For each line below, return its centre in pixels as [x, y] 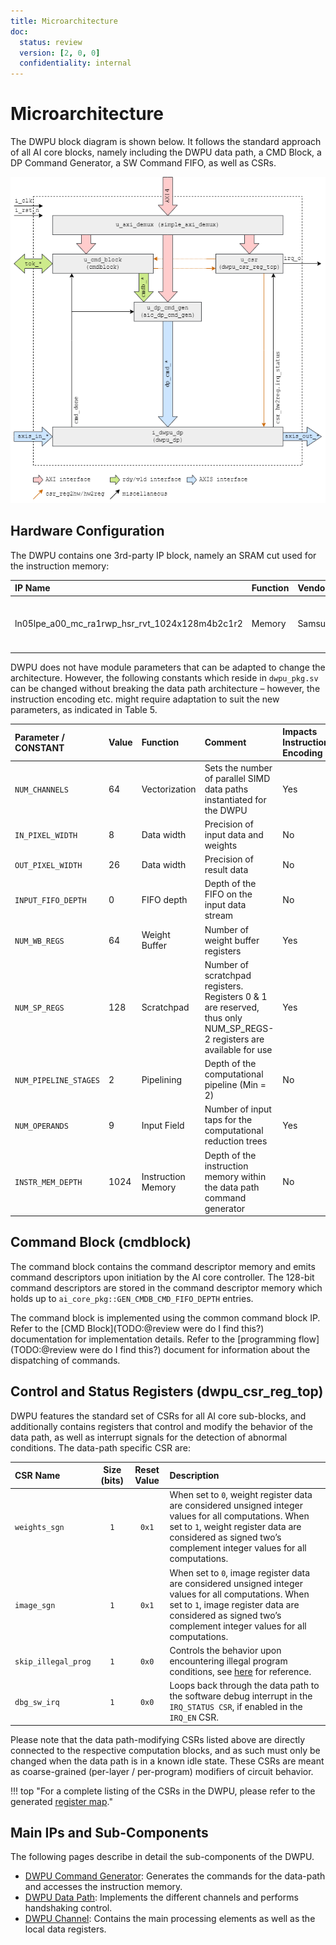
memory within [235, 1176]
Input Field [163, 1125]
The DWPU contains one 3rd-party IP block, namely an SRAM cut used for [163, 555]
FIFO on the [228, 894]
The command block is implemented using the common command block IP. [165, 1317]
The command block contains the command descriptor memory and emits [163, 1266]
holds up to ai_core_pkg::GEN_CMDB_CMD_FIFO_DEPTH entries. [132, 1298]
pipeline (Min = [235, 1085]
